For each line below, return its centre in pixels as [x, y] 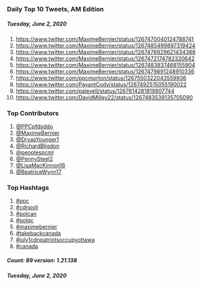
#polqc [25, 220]
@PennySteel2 [34, 159]
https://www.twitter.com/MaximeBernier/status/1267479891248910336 [105, 71]
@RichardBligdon [38, 146]
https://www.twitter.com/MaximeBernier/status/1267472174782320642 [105, 58]
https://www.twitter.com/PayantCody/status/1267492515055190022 [101, 84]
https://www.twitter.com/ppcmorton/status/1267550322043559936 [101, 78]
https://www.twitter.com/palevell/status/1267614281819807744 [95, 91]
